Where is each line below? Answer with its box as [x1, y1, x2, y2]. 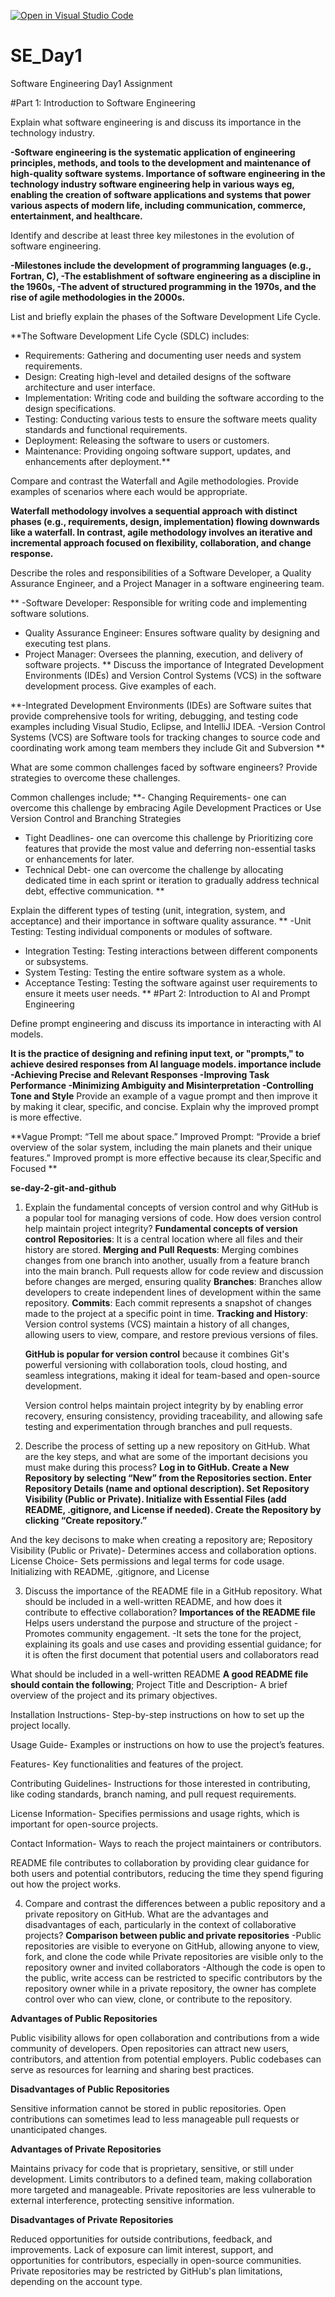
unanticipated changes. [10, 2123, 108, 2135]
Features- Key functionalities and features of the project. [10, 1758, 244, 1770]
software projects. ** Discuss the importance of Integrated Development [24, 658, 325, 670]
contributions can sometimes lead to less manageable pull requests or [10, 2113, 300, 2125]
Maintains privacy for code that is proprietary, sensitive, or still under [10, 2162, 294, 2174]
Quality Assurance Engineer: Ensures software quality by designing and [24, 626, 320, 639]
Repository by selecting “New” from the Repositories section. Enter [24, 1471, 312, 1484]
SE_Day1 [10, 45, 83, 67]
